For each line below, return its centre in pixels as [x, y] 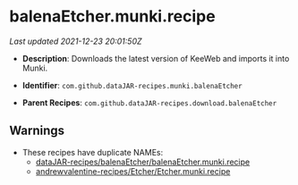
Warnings [37, 131]
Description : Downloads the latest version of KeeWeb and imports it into [156, 58]
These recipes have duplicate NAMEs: [93, 152]
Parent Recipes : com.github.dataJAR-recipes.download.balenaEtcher [149, 102]
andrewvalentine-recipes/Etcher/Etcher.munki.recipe [133, 171]
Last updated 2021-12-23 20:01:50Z [76, 41]
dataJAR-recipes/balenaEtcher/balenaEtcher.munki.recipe [143, 162]
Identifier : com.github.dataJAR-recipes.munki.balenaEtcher [132, 85]
